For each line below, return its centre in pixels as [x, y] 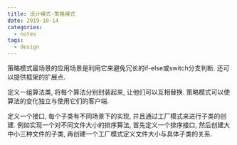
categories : [25, 27]
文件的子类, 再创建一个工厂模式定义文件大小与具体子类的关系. [122, 134]
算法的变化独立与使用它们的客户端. [58, 101]
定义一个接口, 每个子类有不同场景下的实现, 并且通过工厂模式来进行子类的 [114, 116]
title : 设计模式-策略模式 [42, 14]
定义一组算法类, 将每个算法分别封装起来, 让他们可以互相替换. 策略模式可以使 [118, 92]
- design [27, 47]
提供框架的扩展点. [39, 77]
